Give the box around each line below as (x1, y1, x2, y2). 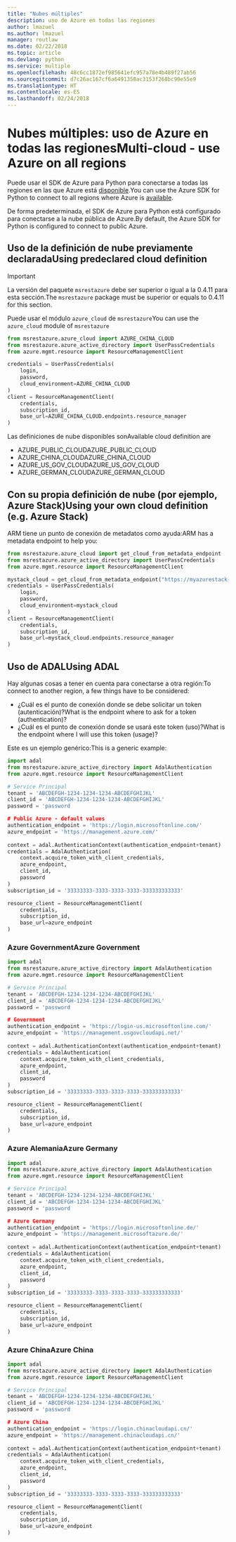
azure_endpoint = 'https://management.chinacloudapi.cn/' (7, 1432, 181, 1439)
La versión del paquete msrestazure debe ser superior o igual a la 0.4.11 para (7, 285, 228, 294)
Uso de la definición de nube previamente (7, 242, 193, 254)
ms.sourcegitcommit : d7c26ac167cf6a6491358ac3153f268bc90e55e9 (7, 75, 197, 83)
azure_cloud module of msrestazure (7, 321, 110, 330)
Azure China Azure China (7, 1345, 94, 1355)
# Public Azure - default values (7, 815, 105, 822)
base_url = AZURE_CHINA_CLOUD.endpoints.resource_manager (20, 413, 188, 420)
